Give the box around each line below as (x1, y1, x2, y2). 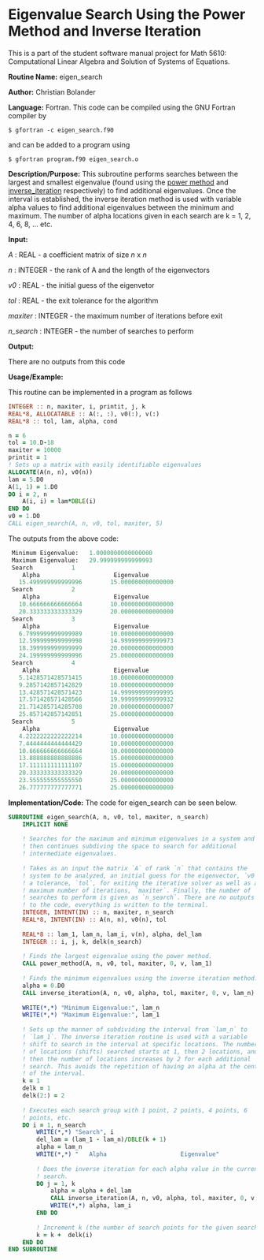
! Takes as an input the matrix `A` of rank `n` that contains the (22, 864, 247, 872)
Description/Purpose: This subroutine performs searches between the (8, 169, 238, 178)
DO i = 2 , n (8, 490, 47, 498)
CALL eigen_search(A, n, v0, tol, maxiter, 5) (8, 520, 163, 527)
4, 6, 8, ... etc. (8, 219, 53, 229)
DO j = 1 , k (36, 1180, 76, 1187)
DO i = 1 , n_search (22, 1121, 86, 1129)
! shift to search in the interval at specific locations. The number (22, 1040, 258, 1048)
